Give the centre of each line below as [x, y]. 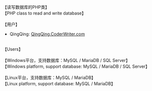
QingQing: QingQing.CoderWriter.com [47, 34]
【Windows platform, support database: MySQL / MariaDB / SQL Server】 [76, 66]
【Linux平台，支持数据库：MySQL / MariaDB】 [49, 77]
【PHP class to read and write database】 [44, 13]
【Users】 [13, 49]
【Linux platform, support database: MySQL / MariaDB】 [59, 83]
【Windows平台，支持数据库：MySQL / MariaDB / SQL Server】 [66, 60]
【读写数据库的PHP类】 [26, 7]
